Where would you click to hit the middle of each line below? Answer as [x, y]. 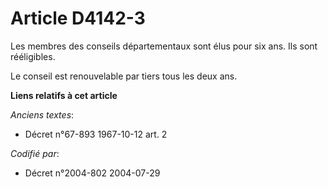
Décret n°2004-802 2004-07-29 [92, 173]
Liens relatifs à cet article [64, 95]
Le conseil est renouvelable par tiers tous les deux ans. [124, 76]
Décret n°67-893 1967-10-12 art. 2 [96, 134]
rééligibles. [33, 56]
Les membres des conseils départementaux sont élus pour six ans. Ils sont [164, 46]
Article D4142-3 [78, 18]
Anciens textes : [42, 114]
